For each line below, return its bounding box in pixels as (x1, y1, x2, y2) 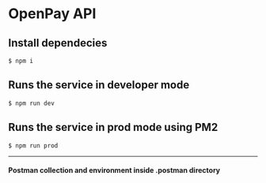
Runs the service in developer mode (8, 78, 190, 91)
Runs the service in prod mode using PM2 (8, 121, 218, 134)
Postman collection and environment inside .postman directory (8, 166, 220, 175)
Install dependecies (8, 36, 108, 50)
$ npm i (8, 57, 34, 65)
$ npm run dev (8, 99, 55, 107)
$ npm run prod (8, 141, 59, 150)
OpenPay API (8, 5, 97, 23)
